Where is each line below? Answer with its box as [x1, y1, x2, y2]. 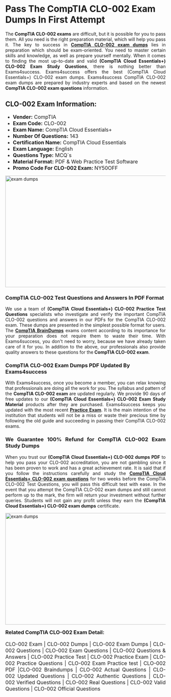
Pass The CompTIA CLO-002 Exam [5, 3, 156, 15]
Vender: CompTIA [12, 113, 56, 120]
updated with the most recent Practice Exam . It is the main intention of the [5, 407, 166, 413]
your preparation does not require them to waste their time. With [5, 333, 166, 339]
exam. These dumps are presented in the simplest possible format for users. [5, 322, 166, 328]
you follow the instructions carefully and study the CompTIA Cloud [5, 470, 166, 476]
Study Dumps [5, 442, 40, 450]
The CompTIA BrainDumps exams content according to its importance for [5, 328, 166, 334]
